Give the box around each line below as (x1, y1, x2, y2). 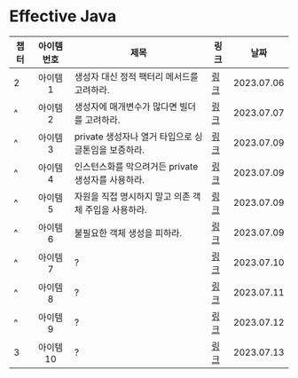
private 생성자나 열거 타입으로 (74, 130, 192, 143)
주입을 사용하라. (84, 203, 148, 216)
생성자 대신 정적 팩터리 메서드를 (74, 70, 199, 83)
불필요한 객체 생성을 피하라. (74, 226, 183, 239)
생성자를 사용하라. (74, 173, 145, 185)
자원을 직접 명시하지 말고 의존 (74, 190, 191, 202)
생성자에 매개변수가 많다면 (74, 100, 177, 113)
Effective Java (9, 6, 117, 27)
